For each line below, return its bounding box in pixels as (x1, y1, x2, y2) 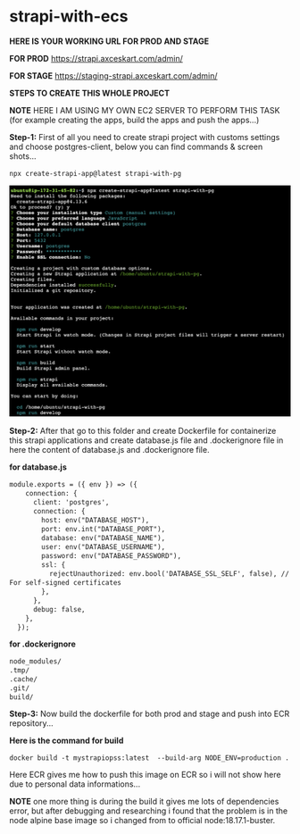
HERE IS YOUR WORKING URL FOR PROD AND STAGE (9, 36, 210, 46)
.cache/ (9, 675, 38, 684)
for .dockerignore (9, 638, 76, 649)
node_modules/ (9, 657, 62, 666)
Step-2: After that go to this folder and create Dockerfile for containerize (9, 426, 277, 437)
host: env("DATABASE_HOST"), (41, 516, 150, 525)
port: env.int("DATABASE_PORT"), (41, 525, 166, 534)
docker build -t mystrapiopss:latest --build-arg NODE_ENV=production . (9, 754, 290, 763)
